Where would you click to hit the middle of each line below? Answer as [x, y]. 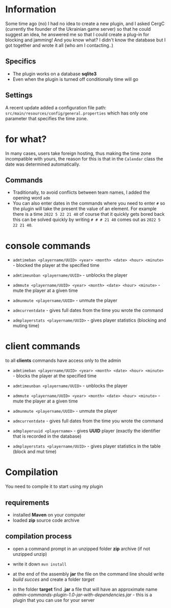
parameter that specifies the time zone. [47, 118]
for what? [26, 139]
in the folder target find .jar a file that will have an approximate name [85, 589]
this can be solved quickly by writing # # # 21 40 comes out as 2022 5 [87, 220]
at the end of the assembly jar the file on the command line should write [88, 574]
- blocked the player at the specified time [56, 265]
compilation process [39, 536]
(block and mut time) [34, 452]
